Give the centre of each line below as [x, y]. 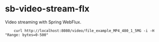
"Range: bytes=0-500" [27, 35]
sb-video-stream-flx [47, 9]
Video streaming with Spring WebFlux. [43, 22]
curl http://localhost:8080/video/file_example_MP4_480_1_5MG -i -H [84, 31]
